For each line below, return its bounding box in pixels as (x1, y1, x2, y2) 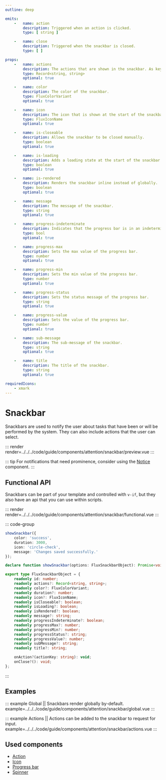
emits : (5, 16, 19, 21)
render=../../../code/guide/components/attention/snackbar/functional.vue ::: (5, 512, 159, 518)
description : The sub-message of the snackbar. (23, 340, 123, 345)
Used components (5, 740, 63, 749)
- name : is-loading (14, 153, 58, 158)
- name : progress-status (14, 290, 70, 295)
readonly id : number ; (14, 576, 58, 581)
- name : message (14, 199, 52, 204)
